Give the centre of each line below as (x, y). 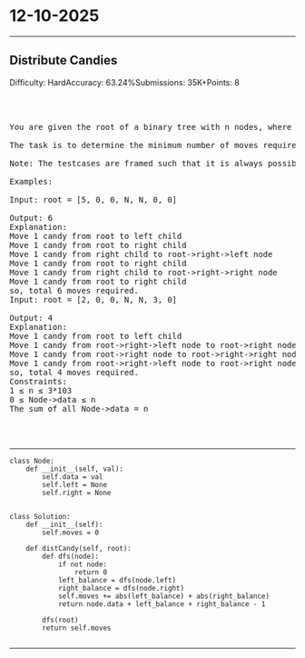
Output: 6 (31, 218)
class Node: (32, 461)
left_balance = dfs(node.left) (117, 580)
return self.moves (77, 628)
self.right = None (77, 493)
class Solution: (40, 516)
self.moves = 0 (71, 533)
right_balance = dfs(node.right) (121, 588)
